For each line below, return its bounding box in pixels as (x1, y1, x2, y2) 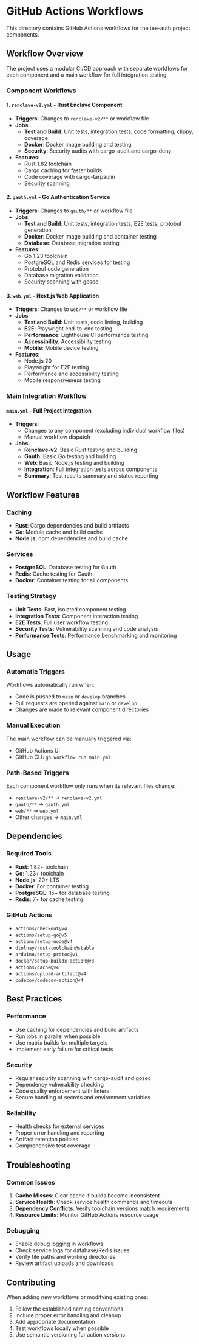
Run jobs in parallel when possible (15, 1032, 101, 1040)
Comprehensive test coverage (15, 1142, 91, 1149)
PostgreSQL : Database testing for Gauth (15, 564, 116, 571)
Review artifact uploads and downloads (15, 1259, 114, 1267)
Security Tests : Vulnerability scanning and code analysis (15, 625, 158, 632)
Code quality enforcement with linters (15, 1087, 110, 1095)
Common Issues (6, 1178, 56, 1186)
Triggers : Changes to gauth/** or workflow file (15, 207, 133, 214)
